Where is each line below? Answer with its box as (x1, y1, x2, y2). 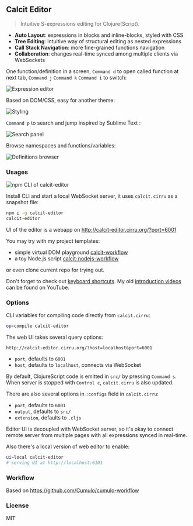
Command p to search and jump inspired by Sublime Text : (6, 119, 141, 126)
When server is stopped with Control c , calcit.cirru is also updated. (6, 379, 174, 386)
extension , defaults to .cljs (14, 414, 82, 421)
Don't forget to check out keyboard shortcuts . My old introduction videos (6, 277, 182, 284)
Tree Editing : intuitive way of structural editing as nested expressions (14, 37, 182, 44)
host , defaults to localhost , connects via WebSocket (14, 362, 142, 369)
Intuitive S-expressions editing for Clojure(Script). (20, 20, 140, 27)
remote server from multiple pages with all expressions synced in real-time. (6, 432, 188, 439)
